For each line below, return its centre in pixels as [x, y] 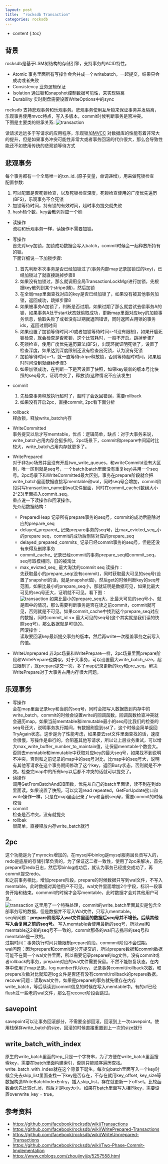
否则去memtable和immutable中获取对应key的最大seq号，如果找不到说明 [87, 753]
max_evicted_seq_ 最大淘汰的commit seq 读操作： [71, 567]
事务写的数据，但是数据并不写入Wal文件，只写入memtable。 [71, 911]
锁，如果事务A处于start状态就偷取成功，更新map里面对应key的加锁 [89, 313]
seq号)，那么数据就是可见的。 [55, 624]
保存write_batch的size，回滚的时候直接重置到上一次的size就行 [78, 1028]
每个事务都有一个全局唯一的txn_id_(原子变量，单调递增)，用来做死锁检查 [79, 176]
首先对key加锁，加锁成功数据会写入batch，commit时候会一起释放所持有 [86, 246]
